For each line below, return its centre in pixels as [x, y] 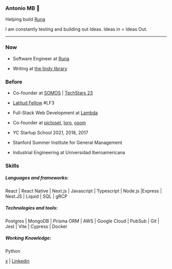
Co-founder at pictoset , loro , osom [49, 122]
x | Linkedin [17, 261]
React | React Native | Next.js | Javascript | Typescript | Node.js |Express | [84, 191]
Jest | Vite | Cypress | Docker [36, 226]
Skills [12, 165]
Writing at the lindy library [40, 68]
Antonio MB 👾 [23, 8]
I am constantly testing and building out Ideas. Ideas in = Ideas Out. [76, 29]
